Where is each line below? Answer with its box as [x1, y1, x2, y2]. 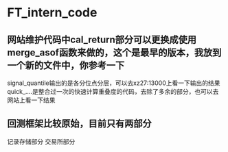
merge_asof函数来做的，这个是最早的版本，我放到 [7, 47, 222, 58]
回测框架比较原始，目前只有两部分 [7, 118, 152, 129]
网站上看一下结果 [7, 96, 56, 104]
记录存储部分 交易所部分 [7, 137, 76, 145]
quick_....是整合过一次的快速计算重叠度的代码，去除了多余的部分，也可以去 [7, 88, 219, 95]
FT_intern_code [7, 5, 98, 21]
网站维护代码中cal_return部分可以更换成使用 [7, 34, 197, 45]
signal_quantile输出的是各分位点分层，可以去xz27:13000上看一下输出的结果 [7, 79, 221, 87]
